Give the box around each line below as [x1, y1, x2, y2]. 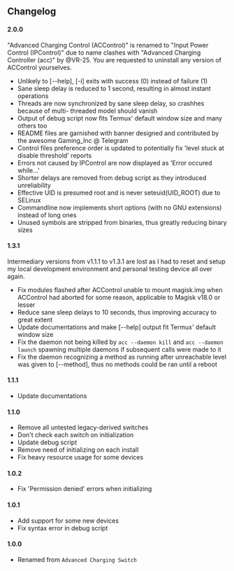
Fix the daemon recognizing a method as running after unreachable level [17, 352, 227, 361]
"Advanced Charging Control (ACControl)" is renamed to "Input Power [7, 41, 209, 49]
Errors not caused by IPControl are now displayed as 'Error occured [17, 158, 212, 167]
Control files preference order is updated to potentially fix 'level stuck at [17, 144, 225, 152]
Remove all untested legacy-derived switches [17, 423, 149, 432]
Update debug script [17, 438, 78, 447]
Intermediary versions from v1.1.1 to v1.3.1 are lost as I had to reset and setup [7, 257, 226, 266]
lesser [17, 301, 36, 309]
